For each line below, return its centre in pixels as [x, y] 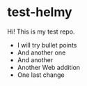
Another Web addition [49, 67]
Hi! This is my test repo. [41, 31]
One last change [41, 75]
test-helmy [40, 12]
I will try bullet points [47, 45]
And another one [41, 52]
